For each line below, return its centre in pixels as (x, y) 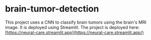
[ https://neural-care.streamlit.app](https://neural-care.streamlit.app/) (75, 32)
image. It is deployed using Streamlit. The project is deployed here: (72, 27)
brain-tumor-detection (52, 9)
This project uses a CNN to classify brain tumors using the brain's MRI (76, 22)
